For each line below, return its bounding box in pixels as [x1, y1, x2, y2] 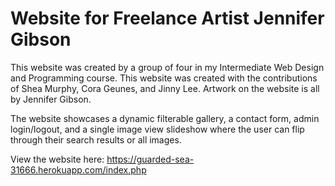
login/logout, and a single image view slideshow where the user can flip [10, 123, 305, 135]
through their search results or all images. [10, 133, 182, 146]
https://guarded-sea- [106, 153, 195, 165]
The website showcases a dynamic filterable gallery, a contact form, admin [10, 112, 320, 124]
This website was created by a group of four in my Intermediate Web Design [10, 61, 325, 73]
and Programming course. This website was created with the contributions [10, 72, 318, 84]
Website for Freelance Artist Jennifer [10, 7, 325, 30]
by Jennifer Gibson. [10, 93, 92, 105]
